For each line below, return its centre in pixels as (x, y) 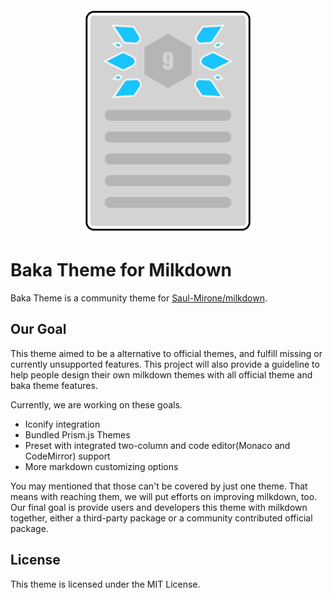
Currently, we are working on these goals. (96, 404)
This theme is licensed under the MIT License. (105, 584)
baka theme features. (54, 385)
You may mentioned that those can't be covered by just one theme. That (159, 486)
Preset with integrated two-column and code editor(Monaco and (157, 445)
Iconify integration (62, 424)
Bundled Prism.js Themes (77, 434)
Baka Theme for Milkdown (121, 270)
